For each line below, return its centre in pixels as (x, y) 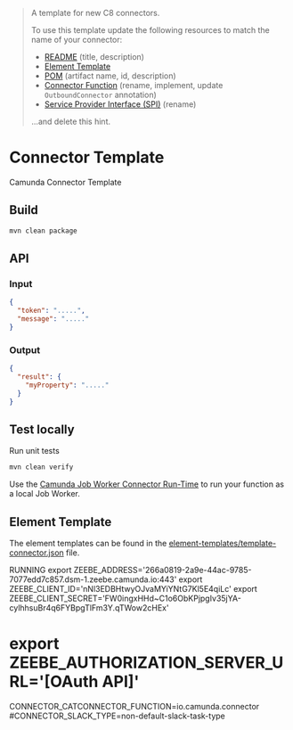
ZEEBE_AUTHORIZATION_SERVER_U (146, 663)
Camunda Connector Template (65, 182)
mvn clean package (43, 231)
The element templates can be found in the (88, 543)
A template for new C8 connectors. (95, 13)
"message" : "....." (53, 319)
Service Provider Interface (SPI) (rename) (120, 104)
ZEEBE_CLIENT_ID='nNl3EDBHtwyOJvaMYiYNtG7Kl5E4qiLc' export (134, 588)
